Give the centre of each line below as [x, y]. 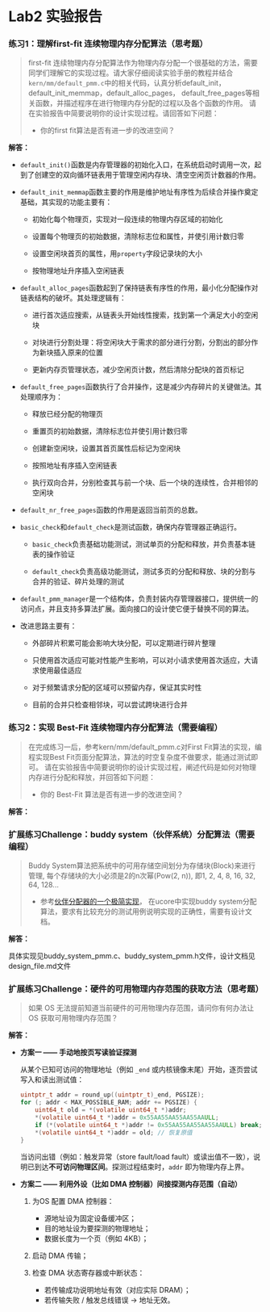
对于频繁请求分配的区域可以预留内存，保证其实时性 [117, 688]
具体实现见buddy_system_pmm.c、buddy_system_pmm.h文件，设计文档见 [132, 956]
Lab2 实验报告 [56, 17]
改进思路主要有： [48, 626]
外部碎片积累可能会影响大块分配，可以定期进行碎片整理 [124, 643]
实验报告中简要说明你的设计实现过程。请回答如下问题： [127, 113]
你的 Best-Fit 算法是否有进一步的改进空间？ [112, 794]
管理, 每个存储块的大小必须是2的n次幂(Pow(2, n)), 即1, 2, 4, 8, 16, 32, [142, 876]
